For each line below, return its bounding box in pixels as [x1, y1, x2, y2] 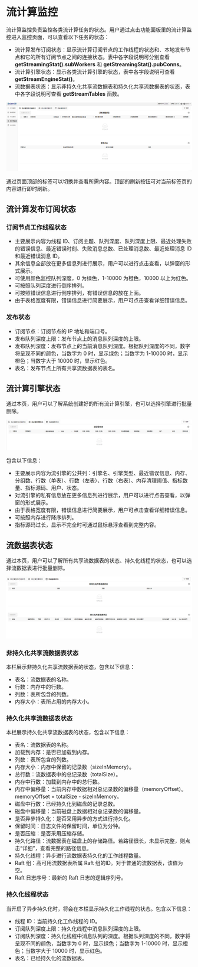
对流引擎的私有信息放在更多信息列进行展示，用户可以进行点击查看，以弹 [14, 491, 190, 499]
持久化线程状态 [6, 890, 49, 898]
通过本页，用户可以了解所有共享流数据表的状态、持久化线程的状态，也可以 [6, 556, 187, 564]
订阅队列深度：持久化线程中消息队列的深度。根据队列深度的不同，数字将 [14, 932, 190, 939]
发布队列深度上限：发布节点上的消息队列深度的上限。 [14, 335, 144, 342]
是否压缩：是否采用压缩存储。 [14, 830, 87, 837]
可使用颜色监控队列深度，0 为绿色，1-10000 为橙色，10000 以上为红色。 [14, 275, 192, 282]
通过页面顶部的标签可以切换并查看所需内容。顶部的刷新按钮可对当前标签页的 [6, 178, 192, 185]
